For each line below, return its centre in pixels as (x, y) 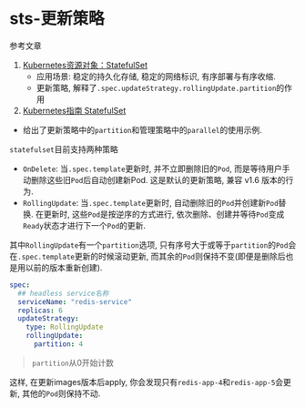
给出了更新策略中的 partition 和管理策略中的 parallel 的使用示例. (142, 129)
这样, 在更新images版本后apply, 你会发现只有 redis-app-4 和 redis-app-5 (142, 382)
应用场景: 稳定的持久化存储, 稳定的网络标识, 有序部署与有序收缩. (156, 76)
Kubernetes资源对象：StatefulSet (85, 65)
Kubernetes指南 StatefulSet (74, 110)
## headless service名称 (63, 293)
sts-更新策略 (57, 19)
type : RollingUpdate (65, 327)
